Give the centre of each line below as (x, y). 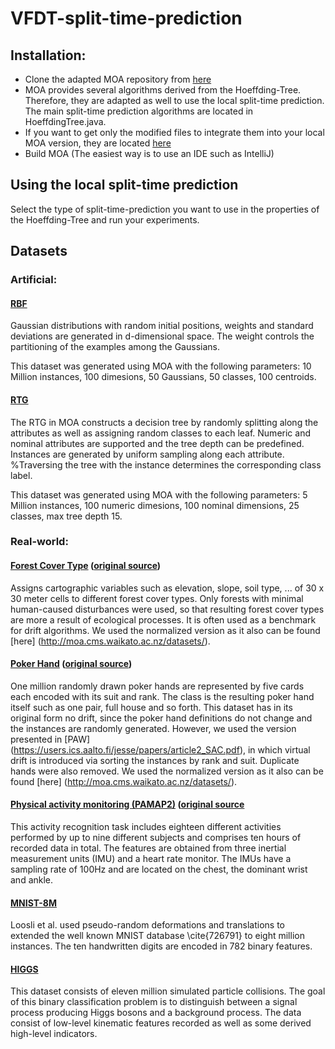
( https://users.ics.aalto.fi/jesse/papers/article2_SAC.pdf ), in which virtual (160, 749)
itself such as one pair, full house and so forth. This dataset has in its (151, 707)
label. (21, 475)
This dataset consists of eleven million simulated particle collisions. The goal (168, 991)
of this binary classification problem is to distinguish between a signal (154, 1002)
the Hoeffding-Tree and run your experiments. (105, 219)
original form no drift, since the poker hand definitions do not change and (161, 718)
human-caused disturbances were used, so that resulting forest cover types (167, 609)
